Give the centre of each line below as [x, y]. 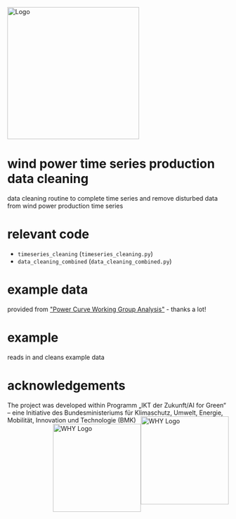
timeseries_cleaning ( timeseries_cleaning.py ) [85, 254]
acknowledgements [66, 386]
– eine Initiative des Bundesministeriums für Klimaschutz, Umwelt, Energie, [115, 413]
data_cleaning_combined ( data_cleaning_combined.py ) [94, 261]
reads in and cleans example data [56, 357]
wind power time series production [111, 164]
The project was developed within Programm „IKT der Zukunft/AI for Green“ [117, 405]
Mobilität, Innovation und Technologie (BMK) [72, 420]
